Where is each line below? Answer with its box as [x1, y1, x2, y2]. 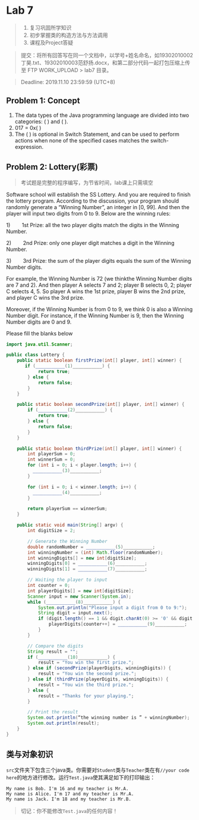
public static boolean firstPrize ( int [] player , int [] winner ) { [17, 358, 182, 364]
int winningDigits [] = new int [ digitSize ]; [27, 555, 137, 561]
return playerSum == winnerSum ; [27, 506, 108, 512]
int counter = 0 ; [27, 582, 70, 589]
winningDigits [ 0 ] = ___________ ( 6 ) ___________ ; [27, 561, 147, 567]
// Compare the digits [27, 643, 84, 649]
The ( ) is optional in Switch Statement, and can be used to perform [14, 131, 180, 138]
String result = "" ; [27, 648, 78, 654]
